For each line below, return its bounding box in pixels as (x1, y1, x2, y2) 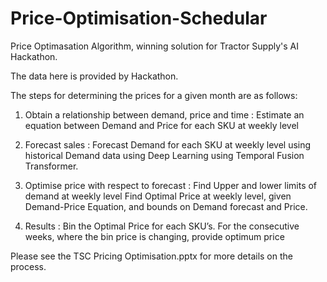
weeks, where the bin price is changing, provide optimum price (24, 230, 285, 242)
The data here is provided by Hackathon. (10, 70, 179, 82)
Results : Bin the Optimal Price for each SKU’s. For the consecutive (24, 220, 300, 232)
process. (10, 260, 47, 272)
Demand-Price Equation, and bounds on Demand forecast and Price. (24, 200, 308, 212)
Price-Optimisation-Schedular (10, 7, 268, 30)
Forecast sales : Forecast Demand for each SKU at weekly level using (24, 138, 312, 151)
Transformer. (24, 160, 79, 172)
